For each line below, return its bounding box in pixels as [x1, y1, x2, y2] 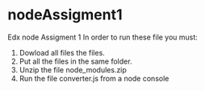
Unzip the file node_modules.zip [19, 64, 127, 74]
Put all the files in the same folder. [19, 56, 132, 66]
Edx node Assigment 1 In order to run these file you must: [7, 32, 199, 42]
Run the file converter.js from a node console [19, 73, 169, 83]
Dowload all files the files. [19, 48, 106, 57]
